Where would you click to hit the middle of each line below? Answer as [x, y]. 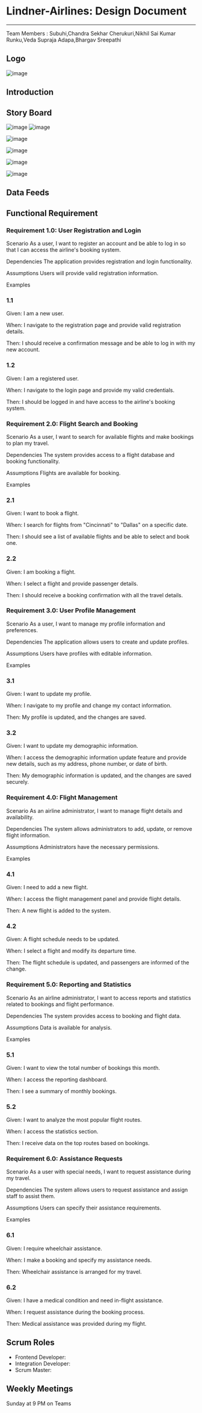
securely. [17, 782]
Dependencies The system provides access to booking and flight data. [94, 1016]
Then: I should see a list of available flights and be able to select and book [98, 536]
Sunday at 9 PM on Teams [39, 1403]
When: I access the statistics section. [52, 1132]
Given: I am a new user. [35, 314]
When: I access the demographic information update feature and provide [96, 757]
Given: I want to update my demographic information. [72, 746]
